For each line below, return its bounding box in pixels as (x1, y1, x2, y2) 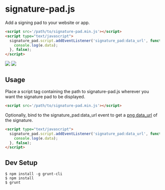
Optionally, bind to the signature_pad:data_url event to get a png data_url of (5, 112, 158, 118)
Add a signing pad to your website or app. (5, 20, 90, 25)
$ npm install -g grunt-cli (5, 171, 63, 177)
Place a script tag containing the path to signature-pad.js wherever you (5, 89, 149, 94)
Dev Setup (5, 158, 38, 167)
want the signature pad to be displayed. (5, 94, 85, 99)
